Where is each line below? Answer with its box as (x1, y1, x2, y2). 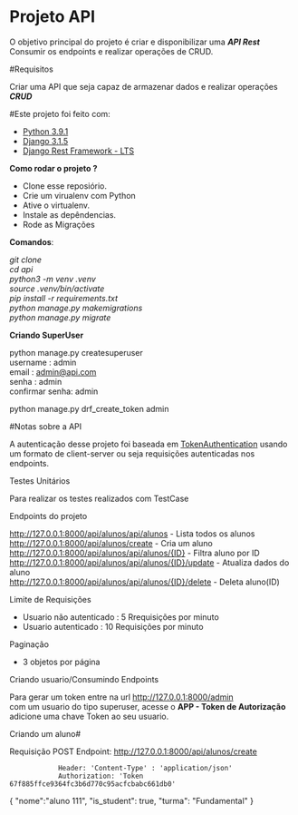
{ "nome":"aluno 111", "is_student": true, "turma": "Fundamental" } (9, 795, 255, 806)
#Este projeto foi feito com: (9, 108, 111, 119)
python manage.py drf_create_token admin (9, 403, 169, 414)
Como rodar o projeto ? (9, 162, 98, 173)
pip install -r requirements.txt (9, 292, 119, 303)
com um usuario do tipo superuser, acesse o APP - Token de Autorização (9, 701, 286, 712)
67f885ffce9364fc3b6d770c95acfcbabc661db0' (9, 779, 177, 789)
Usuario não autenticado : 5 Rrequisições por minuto (22, 611, 219, 623)
